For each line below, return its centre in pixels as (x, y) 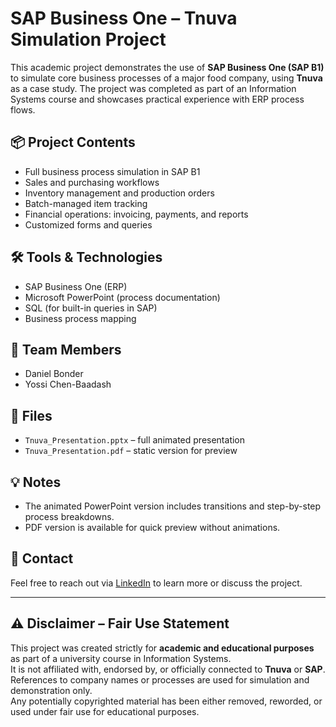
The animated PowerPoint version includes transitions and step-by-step (173, 506)
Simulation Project (88, 39)
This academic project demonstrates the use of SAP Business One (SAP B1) (167, 67)
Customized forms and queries (88, 224)
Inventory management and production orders (119, 193)
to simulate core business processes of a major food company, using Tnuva (166, 78)
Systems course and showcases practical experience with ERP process (157, 99)
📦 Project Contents (73, 142)
